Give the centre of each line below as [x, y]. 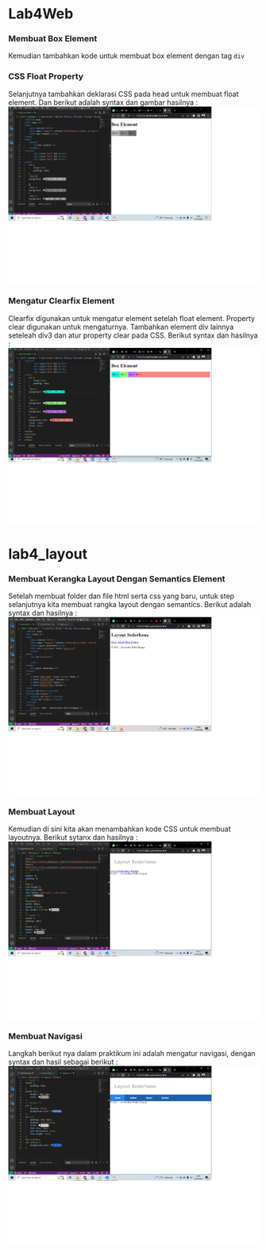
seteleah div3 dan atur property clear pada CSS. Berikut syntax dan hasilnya [133, 335]
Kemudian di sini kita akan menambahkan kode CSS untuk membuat [120, 829]
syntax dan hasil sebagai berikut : [63, 1061]
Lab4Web [41, 14]
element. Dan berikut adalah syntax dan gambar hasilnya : [103, 102]
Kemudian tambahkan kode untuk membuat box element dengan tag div [126, 56]
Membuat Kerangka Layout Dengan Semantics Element [117, 578]
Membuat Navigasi [46, 1036]
